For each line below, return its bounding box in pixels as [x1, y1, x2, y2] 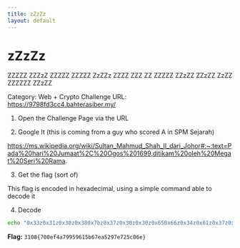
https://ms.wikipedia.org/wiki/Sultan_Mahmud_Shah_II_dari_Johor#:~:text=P [7, 142, 232, 150]
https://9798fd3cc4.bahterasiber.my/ [7, 100, 116, 109]
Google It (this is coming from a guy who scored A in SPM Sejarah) [17, 128, 215, 136]
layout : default [7, 17, 56, 24]
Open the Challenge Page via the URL [17, 114, 129, 123]
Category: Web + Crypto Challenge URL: [7, 93, 127, 101]
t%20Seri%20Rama [7, 157, 66, 165]
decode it [7, 192, 36, 200]
